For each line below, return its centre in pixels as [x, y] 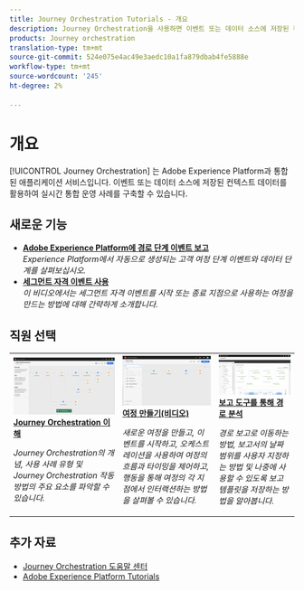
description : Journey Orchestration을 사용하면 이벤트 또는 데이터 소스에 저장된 [149, 28]
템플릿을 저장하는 [249, 490]
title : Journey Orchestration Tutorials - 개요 [99, 19]
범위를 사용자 [242, 455]
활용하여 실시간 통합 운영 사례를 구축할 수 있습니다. [99, 193]
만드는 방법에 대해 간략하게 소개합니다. [90, 305]
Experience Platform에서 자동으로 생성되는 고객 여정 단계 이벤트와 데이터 [152, 259]
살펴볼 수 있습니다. [164, 500]
